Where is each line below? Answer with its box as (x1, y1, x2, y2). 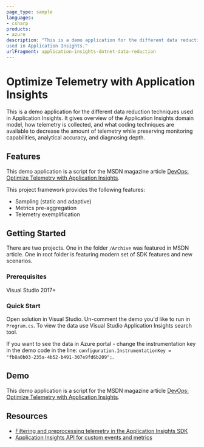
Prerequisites (6, 272, 47, 281)
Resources (6, 411, 48, 421)
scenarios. (6, 257, 33, 265)
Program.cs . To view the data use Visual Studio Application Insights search (6, 322, 192, 329)
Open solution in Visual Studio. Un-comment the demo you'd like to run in (6, 315, 190, 323)
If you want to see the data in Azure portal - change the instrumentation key (6, 340, 196, 347)
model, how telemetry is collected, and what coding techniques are (6, 121, 175, 128)
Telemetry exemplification (15, 211, 80, 218)
